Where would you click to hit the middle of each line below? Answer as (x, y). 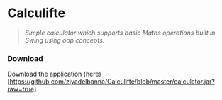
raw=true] (22, 89)
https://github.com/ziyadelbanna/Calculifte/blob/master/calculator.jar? (112, 82)
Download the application (45, 74)
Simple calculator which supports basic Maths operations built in (120, 33)
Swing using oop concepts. (65, 40)
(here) (92, 74)
